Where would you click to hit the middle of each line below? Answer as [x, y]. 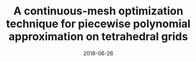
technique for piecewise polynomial [98, 24]
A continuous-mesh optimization [98, 11]
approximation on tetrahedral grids [98, 37]
